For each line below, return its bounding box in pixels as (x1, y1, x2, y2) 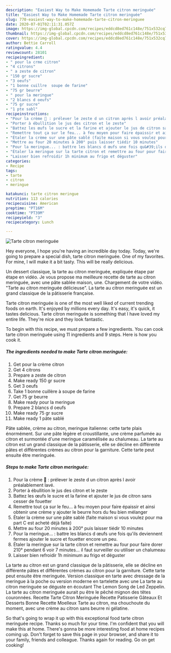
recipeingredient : (6, 54, 45, 60)
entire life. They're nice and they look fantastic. (6, 316, 105, 323)
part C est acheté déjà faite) (13, 520, 72, 526)
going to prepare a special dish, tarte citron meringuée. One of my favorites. (6, 254, 165, 260)
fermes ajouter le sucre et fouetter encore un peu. (13, 536, 118, 542)
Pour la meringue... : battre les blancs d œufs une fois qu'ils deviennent (13, 531, 163, 537)
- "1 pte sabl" (6, 107, 38, 112)
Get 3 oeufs (13, 383, 38, 389)
